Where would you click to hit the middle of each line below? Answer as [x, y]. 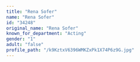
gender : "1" [21, 39]
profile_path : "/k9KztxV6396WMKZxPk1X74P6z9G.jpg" [70, 50]
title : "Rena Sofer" [32, 12]
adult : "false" [25, 45]
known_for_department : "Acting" [46, 34]
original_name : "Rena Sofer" [42, 28]
